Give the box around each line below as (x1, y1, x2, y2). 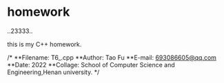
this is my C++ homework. (7, 40, 82, 48)
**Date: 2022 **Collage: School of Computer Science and (7, 60, 176, 69)
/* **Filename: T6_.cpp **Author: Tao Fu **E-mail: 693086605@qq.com (7, 53, 217, 62)
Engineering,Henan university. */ (7, 68, 100, 76)
